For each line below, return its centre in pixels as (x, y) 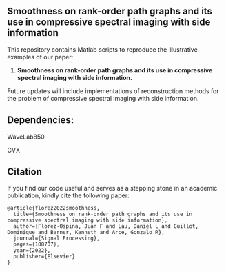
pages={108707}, (37, 244)
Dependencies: (41, 120)
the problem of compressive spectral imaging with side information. (103, 98)
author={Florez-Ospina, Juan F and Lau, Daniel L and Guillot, (106, 226)
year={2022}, (32, 251)
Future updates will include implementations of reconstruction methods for (113, 91)
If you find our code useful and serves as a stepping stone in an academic (112, 188)
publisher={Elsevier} (44, 257)
